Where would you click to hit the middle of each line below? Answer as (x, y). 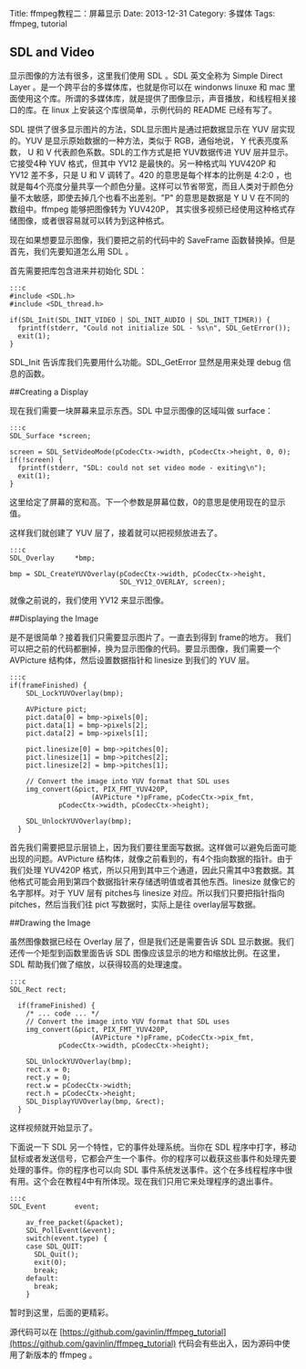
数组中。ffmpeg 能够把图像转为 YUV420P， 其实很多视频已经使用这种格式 (148, 209)
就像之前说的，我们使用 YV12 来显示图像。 (89, 600)
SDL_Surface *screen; (51, 436)
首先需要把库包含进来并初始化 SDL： (78, 270)
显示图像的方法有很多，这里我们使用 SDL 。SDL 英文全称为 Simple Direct (146, 75)
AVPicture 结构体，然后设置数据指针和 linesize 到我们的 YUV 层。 (132, 659)
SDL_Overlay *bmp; (52, 558)
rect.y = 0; (48, 1077)
